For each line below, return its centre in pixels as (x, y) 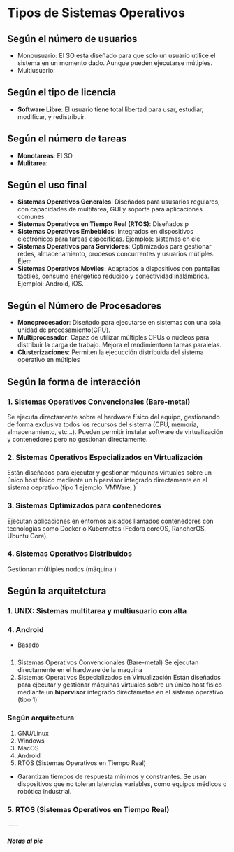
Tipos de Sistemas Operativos (96, 13)
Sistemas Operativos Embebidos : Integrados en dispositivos (105, 232)
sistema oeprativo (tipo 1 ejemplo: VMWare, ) (72, 487)
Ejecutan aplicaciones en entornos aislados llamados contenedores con (110, 521)
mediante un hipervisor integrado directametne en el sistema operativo (120, 692)
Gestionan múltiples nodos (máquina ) (62, 569)
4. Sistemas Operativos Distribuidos (70, 554)
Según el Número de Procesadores (85, 306)
